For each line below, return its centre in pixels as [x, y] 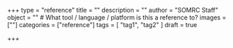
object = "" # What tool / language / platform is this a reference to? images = [117, 17]
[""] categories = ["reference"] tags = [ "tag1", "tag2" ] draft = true [102, 25]
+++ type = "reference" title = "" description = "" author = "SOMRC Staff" [113, 10]
